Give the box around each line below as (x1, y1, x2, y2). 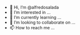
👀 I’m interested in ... (9, 9, 51, 15)
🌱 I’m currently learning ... (9, 15, 62, 20)
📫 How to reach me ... (9, 25, 55, 30)
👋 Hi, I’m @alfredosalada (9, 5, 59, 10)
